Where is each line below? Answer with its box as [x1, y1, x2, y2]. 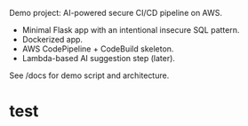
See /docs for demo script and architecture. [9, 70, 170, 81]
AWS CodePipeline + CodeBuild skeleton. [21, 43, 174, 54]
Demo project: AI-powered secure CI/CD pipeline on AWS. [9, 8, 223, 18]
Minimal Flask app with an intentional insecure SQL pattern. [21, 25, 240, 35]
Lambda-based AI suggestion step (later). [21, 53, 176, 63]
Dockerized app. [21, 35, 83, 44]
